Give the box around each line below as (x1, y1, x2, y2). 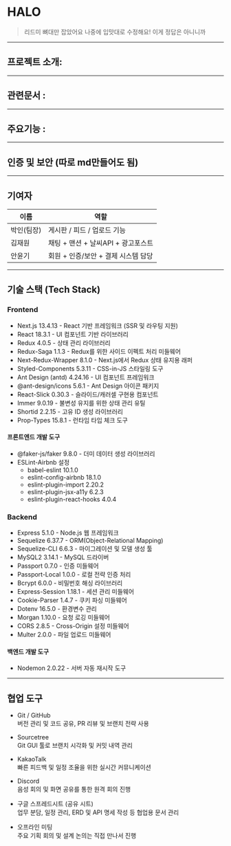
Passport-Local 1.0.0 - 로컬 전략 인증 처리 (16, 570, 131, 579)
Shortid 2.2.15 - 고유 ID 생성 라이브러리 (16, 407, 124, 416)
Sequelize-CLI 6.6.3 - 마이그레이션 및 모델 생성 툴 (16, 544, 153, 553)
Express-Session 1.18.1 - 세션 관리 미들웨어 (16, 588, 135, 596)
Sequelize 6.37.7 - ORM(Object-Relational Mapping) (16, 537, 164, 545)
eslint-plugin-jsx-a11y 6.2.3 (27, 487, 104, 496)
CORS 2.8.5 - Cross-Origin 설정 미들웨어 (16, 622, 129, 630)
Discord (16, 777, 40, 786)
